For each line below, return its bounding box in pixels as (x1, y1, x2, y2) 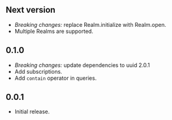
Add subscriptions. (14, 68, 62, 75)
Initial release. (14, 108, 50, 115)
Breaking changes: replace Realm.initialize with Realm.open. (14, 21, 167, 28)
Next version (5, 5, 56, 15)
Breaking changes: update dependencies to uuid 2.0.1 (14, 61, 150, 69)
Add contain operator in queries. (14, 74, 97, 82)
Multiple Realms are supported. (14, 27, 94, 35)
